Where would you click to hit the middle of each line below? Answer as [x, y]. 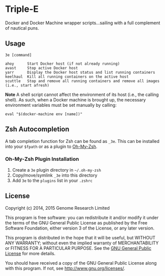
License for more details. [30, 253]
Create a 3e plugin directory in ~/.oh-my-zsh [57, 170]
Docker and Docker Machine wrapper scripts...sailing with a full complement [83, 23]
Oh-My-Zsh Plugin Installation [42, 159]
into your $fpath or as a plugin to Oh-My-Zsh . [51, 146]
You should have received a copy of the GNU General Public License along [81, 263]
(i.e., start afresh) [27, 85]
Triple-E [22, 9]
